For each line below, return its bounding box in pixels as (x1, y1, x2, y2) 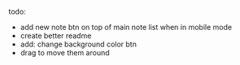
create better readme (20, 31, 92, 40)
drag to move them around (20, 48, 110, 57)
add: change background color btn (20, 39, 137, 49)
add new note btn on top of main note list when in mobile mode (20, 22, 233, 31)
